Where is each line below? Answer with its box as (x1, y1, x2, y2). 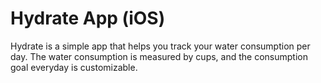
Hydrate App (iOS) (10, 7, 166, 30)
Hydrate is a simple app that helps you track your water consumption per (10, 40, 311, 52)
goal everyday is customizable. (10, 61, 138, 73)
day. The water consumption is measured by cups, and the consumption (10, 50, 308, 62)
